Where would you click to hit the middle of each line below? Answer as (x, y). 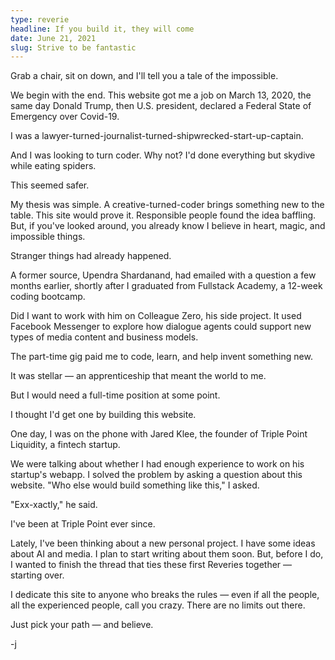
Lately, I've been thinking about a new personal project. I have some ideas (163, 543)
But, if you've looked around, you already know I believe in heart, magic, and (168, 226)
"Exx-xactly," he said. (54, 505)
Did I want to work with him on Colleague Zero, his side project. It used (156, 316)
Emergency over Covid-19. (65, 117)
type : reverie (40, 19)
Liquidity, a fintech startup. (65, 445)
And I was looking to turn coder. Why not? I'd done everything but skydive (163, 155)
